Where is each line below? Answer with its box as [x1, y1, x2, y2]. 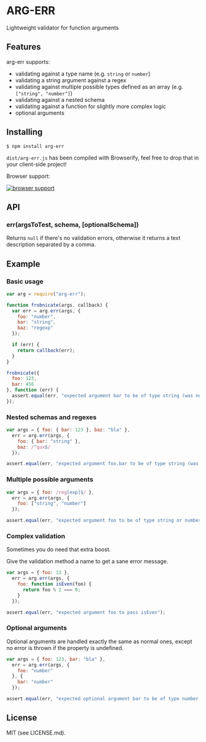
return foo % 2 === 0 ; [22, 587, 81, 593]
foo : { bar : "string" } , [17, 438, 81, 444]
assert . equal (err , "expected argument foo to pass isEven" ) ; [6, 609, 166, 616]
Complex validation [6, 531, 66, 540]
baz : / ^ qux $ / [17, 444, 51, 450]
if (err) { [12, 342, 40, 348]
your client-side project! [6, 160, 67, 168]
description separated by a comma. [6, 241, 96, 249]
